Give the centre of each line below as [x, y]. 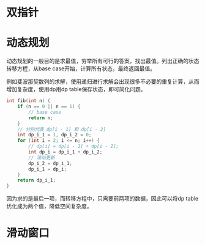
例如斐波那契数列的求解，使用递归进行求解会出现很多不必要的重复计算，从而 [103, 82]
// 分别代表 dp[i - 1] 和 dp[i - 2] [61, 129]
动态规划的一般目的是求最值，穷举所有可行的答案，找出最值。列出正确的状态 [103, 61]
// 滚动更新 [42, 157]
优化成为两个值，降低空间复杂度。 [49, 206]
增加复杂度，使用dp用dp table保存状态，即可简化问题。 [76, 89]
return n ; [41, 118]
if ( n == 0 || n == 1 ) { [49, 106]
